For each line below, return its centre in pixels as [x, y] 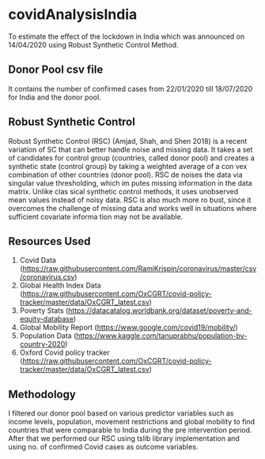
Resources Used [49, 241]
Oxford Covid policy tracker [65, 352]
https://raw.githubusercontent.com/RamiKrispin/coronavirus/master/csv [140, 269]
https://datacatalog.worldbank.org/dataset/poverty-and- [160, 310]
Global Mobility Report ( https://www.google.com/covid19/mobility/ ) [129, 327]
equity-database [46, 319]
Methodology [42, 394]
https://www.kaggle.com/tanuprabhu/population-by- [162, 336]
